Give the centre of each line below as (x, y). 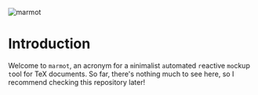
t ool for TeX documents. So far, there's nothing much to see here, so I (121, 74)
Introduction (49, 44)
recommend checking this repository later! (77, 82)
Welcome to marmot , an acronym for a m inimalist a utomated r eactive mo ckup (129, 65)
